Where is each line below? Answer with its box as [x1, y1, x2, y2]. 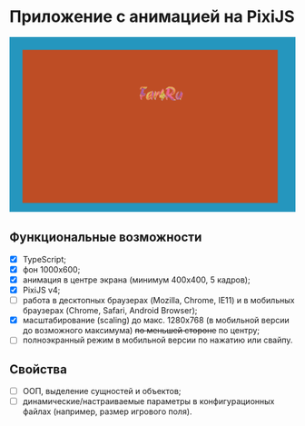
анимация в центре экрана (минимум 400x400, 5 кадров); [22, 274, 251, 285]
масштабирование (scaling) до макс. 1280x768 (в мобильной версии [22, 315, 290, 326]
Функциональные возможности [9, 230, 202, 245]
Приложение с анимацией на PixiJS [9, 6, 295, 27]
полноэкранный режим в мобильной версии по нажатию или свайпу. [22, 334, 293, 346]
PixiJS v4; [22, 284, 61, 296]
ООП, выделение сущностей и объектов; [22, 386, 182, 397]
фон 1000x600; [22, 263, 81, 274]
